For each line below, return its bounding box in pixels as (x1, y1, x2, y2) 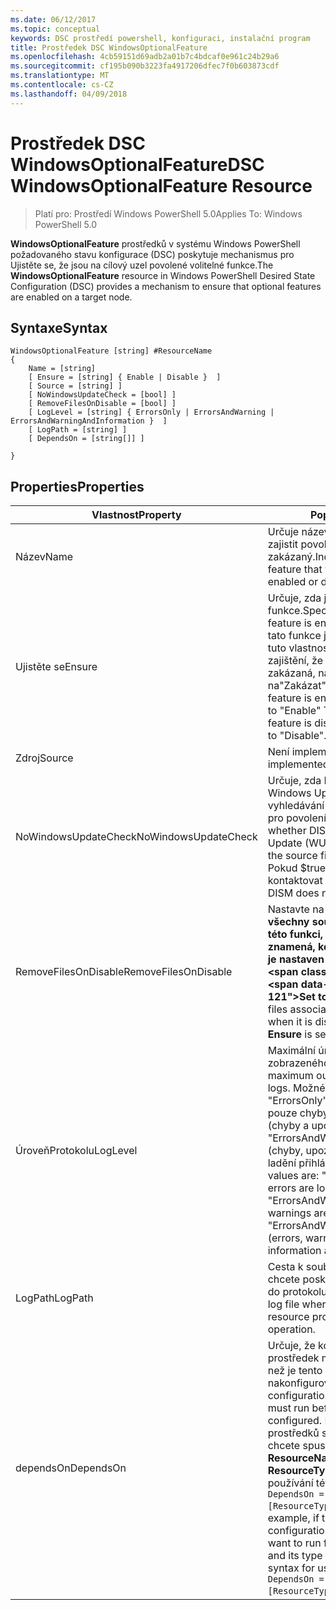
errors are (267, 1181, 315, 1195)
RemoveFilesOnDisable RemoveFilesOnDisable (15, 965, 233, 979)
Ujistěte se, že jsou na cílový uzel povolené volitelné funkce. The (10, 259, 274, 271)
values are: (267, 1169, 320, 1183)
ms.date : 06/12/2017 (10, 14, 97, 25)
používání (267, 1476, 314, 1490)
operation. (267, 1322, 316, 1336)
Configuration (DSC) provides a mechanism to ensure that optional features (10, 280, 322, 292)
